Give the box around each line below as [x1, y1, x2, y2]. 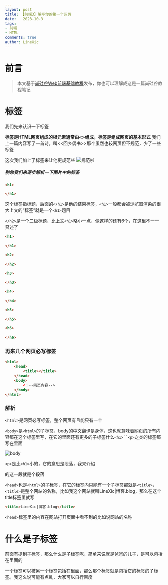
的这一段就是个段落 [5, 471, 45, 477]
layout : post [5, 7, 32, 12]
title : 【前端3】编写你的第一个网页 [5, 12, 71, 17]
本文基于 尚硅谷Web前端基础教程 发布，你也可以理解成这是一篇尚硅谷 [17, 80, 158, 86]
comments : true [5, 35, 37, 40]
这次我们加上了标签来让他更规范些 [5, 157, 75, 163]
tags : [5, 21, 16, 26]
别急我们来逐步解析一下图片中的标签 [5, 169, 80, 175]
